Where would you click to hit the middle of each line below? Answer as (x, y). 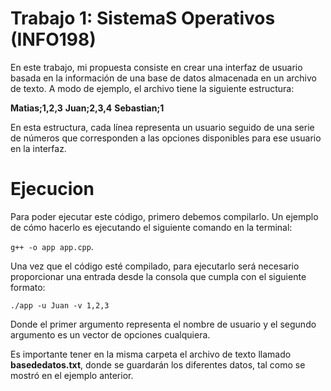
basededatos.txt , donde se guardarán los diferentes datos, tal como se (158, 364)
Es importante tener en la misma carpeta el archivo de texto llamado (151, 354)
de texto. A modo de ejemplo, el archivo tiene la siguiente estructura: (152, 88)
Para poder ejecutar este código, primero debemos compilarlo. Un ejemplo (164, 216)
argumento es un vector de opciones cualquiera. (110, 334)
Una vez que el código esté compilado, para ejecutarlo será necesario (155, 266)
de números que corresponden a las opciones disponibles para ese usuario (166, 138)
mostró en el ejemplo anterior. (72, 375)
